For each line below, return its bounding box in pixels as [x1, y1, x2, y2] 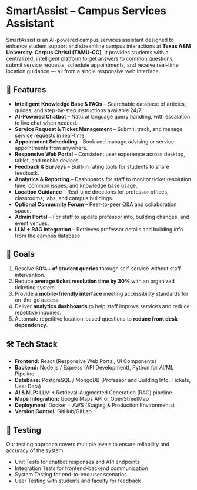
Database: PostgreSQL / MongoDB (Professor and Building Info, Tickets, [14, 377, 191, 384]
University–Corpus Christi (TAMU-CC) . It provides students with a [6, 48, 169, 55]
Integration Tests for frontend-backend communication [14, 465, 148, 472]
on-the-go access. [14, 296, 61, 303]
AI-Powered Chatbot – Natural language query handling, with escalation [14, 113, 191, 120]
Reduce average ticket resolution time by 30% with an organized [14, 277, 175, 285]
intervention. [14, 271, 46, 278]
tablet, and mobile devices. [14, 156, 81, 164]
